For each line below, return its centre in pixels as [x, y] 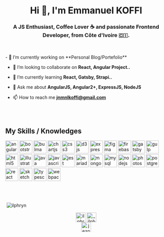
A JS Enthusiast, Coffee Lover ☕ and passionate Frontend [86, 27]
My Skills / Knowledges [44, 131]
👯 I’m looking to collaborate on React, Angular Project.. [71, 67]
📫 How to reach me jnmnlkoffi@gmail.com [59, 98]
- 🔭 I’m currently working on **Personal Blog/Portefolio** [66, 57]
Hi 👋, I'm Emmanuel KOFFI [86, 11]
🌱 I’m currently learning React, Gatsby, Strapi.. [62, 77]
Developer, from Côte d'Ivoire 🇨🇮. [86, 35]
